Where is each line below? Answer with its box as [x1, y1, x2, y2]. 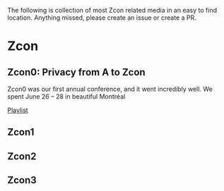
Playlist [7, 106, 28, 114]
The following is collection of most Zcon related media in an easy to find [7, 6, 218, 14]
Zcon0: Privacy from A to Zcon [7, 66, 146, 78]
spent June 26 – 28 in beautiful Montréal [7, 92, 126, 101]
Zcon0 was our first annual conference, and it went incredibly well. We [7, 85, 213, 93]
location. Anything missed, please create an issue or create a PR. [7, 13, 196, 22]
